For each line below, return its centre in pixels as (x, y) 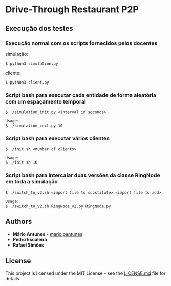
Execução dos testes (39, 28)
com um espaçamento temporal (46, 101)
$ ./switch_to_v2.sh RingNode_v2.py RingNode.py (58, 206)
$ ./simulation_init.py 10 (34, 126)
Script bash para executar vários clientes (58, 138)
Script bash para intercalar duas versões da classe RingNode (83, 175)
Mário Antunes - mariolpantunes (48, 234)
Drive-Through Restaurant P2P (72, 9)
